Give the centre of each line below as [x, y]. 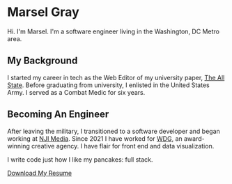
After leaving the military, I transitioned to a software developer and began [114, 131]
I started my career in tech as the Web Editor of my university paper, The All [116, 77]
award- [194, 138]
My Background [42, 61]
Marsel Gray [43, 12]
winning [18, 146]
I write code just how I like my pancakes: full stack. [80, 159]
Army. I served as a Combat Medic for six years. [76, 92]
